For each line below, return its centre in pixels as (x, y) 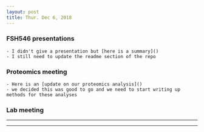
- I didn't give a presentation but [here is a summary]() (83, 51)
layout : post (23, 12)
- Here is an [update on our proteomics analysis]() (74, 84)
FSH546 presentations (40, 39)
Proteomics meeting (37, 71)
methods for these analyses (42, 95)
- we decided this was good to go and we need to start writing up (93, 90)
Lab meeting (25, 110)
